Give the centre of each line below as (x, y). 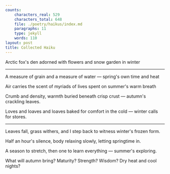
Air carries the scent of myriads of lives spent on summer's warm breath (81, 86)
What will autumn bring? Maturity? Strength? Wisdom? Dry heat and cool (81, 160)
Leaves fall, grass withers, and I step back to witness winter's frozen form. (83, 131)
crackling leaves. (23, 101)
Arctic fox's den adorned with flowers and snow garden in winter (73, 62)
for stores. (16, 116)
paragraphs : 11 (30, 29)
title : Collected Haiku (30, 48)
